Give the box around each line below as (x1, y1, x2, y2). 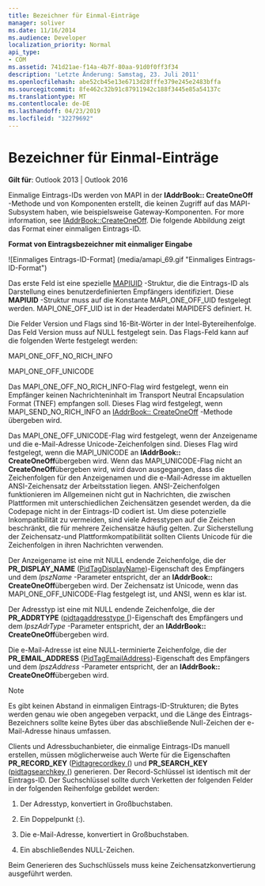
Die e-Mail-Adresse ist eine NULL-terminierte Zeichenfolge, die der (8, 645, 227, 654)
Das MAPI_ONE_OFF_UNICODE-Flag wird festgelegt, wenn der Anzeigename (8, 431, 258, 440)
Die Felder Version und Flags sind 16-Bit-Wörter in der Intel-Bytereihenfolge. (8, 318, 257, 329)
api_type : (8, 48, 41, 56)
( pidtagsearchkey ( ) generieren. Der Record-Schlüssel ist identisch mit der (8, 766, 252, 776)
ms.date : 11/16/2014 (8, 26, 77, 34)
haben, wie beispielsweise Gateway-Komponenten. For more (46, 207, 244, 216)
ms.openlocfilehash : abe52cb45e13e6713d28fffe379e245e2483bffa (8, 78, 221, 86)
